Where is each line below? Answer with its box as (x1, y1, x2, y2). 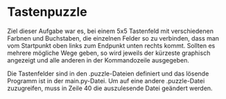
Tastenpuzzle (7, 4, 88, 20)
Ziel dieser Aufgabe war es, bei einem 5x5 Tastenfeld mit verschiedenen (7, 27, 214, 35)
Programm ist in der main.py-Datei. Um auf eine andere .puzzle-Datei (7, 76, 205, 85)
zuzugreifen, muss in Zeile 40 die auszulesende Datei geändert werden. (7, 84, 213, 92)
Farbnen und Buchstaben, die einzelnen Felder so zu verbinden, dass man (7, 34, 220, 42)
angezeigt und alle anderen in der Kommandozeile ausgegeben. (7, 56, 189, 64)
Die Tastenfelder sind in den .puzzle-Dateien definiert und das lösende (7, 69, 209, 78)
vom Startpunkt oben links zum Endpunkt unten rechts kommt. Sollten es (7, 41, 216, 49)
